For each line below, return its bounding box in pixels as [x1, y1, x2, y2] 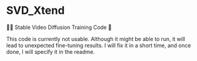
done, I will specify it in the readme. [6, 48, 95, 55]
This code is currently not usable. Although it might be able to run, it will [6, 35, 186, 42]
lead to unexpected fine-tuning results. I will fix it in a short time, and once [6, 42, 192, 49]
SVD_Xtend [6, 4, 65, 18]
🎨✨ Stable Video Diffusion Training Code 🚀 [6, 24, 112, 31]
